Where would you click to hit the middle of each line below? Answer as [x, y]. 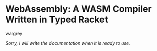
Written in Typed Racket [57, 20]
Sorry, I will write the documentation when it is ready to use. [68, 43]
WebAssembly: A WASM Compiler [79, 9]
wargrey [14, 33]
